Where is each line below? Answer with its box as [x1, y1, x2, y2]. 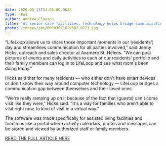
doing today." [5, 65, 32, 72]
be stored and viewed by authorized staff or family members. [5, 126, 129, 132]
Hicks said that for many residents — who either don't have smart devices [5, 75, 156, 81]
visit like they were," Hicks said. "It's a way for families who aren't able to [5, 100, 154, 106]
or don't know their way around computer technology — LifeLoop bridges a [5, 80, 159, 87]
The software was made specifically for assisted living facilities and [5, 115, 143, 121]
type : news [5, 12, 28, 17]
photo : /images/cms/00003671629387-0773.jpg [5, 26, 98, 31]
